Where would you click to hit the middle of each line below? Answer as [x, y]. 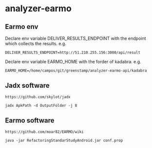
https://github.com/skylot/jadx [38, 97]
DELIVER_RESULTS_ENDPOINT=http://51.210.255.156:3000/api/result [73, 52]
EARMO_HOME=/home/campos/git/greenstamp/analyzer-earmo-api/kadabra [76, 71]
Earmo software [30, 121]
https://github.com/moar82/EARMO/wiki [44, 132]
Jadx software [27, 86]
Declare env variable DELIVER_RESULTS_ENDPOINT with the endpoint [76, 38]
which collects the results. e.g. [36, 44]
